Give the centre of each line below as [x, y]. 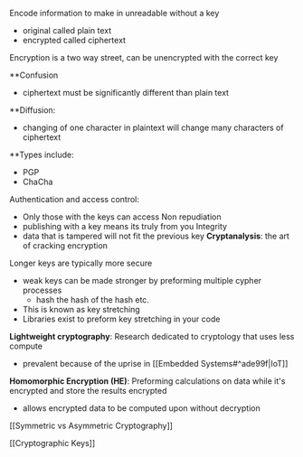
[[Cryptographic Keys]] [52, 443]
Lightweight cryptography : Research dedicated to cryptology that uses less [152, 336]
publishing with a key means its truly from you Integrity [125, 226]
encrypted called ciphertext [74, 40]
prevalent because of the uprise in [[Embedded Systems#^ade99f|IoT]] [155, 364]
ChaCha [38, 182]
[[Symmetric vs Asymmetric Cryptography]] [91, 425]
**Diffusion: [33, 110]
